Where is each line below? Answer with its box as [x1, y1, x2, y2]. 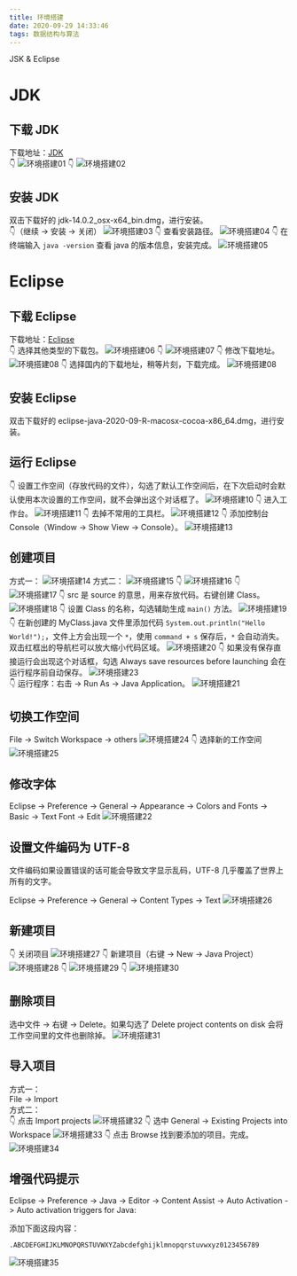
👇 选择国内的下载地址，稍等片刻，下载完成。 [60, 359, 225, 370]
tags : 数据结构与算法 [9, 29, 80, 38]
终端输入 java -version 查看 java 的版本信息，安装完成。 [9, 240, 217, 251]
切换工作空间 [9, 709, 80, 724]
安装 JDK [9, 190, 59, 205]
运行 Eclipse [9, 455, 77, 470]
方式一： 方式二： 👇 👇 [9, 575, 241, 586]
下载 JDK [9, 121, 59, 137]
